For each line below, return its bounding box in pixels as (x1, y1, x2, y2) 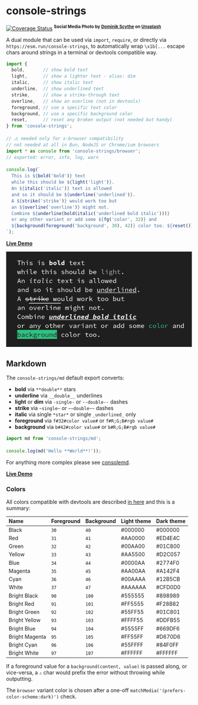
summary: (6, 504, 31, 512)
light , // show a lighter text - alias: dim (11, 73, 136, 79)
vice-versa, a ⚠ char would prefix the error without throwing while (6, 669, 165, 676)
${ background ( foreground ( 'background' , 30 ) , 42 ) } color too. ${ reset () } (11, 223, 194, 229)
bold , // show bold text (11, 67, 88, 73)
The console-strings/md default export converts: (6, 374, 125, 381)
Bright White (8, 649, 39, 657)
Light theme (120, 518, 151, 525)
